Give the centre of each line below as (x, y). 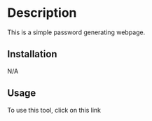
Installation (32, 54)
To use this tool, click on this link (54, 110)
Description (42, 13)
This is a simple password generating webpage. (76, 32)
